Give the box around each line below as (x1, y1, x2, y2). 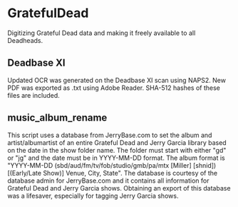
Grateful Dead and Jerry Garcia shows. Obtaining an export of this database (7, 183, 231, 192)
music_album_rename (7, 112, 108, 124)
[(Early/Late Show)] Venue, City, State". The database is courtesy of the (7, 168, 218, 177)
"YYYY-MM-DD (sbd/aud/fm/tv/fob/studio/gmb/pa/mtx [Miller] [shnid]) (7, 161, 217, 169)
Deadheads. (7, 36, 43, 44)
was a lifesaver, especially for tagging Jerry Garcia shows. (7, 191, 179, 200)
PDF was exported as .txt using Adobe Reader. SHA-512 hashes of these (7, 84, 221, 92)
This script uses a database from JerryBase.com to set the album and (7, 131, 212, 139)
